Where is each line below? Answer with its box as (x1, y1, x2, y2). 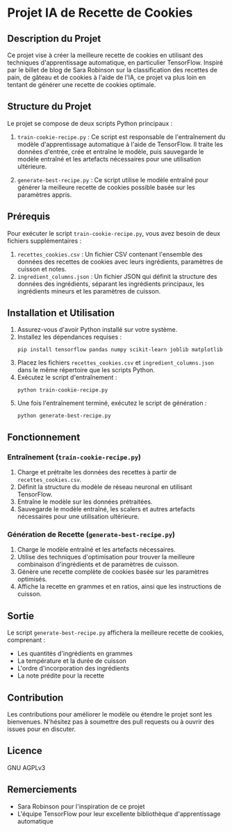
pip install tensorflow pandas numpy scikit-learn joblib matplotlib (17, 346, 224, 353)
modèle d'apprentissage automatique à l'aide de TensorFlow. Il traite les (17, 140, 224, 148)
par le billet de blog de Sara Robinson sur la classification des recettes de (7, 66, 217, 74)
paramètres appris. (17, 190, 72, 199)
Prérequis (7, 211, 51, 223)
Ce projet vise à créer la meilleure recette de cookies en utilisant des (7, 51, 204, 59)
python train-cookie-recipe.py (17, 387, 108, 394)
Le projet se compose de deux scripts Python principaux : (7, 119, 173, 127)
